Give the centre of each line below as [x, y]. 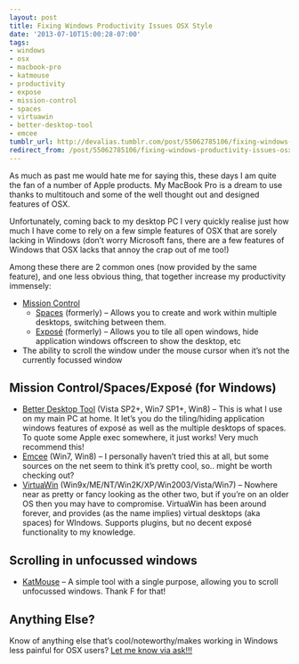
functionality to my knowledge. [79, 532]
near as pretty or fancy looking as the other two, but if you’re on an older [155, 495]
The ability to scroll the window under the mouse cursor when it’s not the [156, 350]
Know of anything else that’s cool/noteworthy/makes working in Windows [144, 641]
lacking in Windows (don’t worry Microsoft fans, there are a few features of [147, 240]
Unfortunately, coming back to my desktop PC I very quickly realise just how [149, 221]
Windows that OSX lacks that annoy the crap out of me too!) [119, 250]
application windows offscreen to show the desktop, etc [138, 340]
